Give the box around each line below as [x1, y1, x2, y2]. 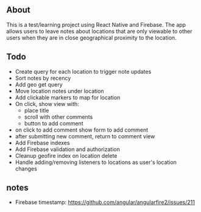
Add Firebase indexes [15, 139, 70, 146]
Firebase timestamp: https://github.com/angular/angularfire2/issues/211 [15, 199, 195, 206]
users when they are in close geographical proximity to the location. [6, 34, 177, 41]
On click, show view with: [15, 100, 79, 107]
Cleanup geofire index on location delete [15, 152, 118, 159]
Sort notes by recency [15, 74, 71, 82]
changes [15, 164, 38, 172]
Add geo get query [15, 80, 63, 88]
